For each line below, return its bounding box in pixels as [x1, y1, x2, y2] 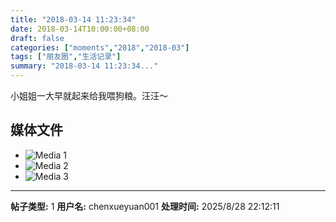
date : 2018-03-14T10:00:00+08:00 [10, 24, 150, 34]
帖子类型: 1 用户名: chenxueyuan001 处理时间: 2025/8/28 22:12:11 [10, 200, 280, 212]
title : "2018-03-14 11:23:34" [10, 14, 137, 25]
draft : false [10, 33, 65, 43]
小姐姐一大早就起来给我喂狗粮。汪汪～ [10, 90, 168, 101]
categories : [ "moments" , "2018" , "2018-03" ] [10, 42, 190, 53]
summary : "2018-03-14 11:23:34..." [10, 61, 159, 71]
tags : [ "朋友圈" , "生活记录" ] [10, 52, 122, 62]
